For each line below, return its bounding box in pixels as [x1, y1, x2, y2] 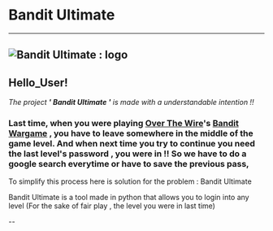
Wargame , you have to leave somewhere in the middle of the [8, 128, 253, 139]
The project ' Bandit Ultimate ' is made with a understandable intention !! [8, 98, 254, 107]
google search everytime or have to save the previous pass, [8, 159, 249, 170]
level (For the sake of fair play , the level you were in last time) [8, 201, 215, 211]
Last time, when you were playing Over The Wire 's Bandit [8, 118, 240, 129]
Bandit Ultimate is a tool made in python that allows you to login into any [8, 193, 249, 203]
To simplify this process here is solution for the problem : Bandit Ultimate [8, 177, 252, 186]
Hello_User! [8, 76, 68, 89]
